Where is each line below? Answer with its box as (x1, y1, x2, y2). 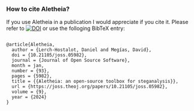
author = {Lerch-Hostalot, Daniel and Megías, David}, (11, 47, 152, 53)
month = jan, (11, 62, 44, 69)
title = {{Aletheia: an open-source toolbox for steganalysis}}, (11, 79, 179, 85)
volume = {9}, (11, 89, 47, 95)
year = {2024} (11, 94, 47, 100)
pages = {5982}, (11, 73, 52, 79)
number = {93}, (11, 68, 50, 74)
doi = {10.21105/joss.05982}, (11, 52, 87, 58)
